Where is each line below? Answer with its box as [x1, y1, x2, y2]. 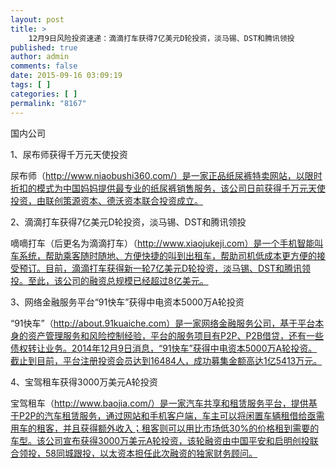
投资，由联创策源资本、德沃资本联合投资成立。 [10, 194, 203, 206]
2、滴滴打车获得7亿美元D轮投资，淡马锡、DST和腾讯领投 [10, 216, 247, 228]
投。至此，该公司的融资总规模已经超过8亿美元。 [10, 274, 209, 286]
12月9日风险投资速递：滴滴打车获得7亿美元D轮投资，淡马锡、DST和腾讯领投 [28, 33, 295, 43]
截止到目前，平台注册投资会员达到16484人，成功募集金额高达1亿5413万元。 [10, 354, 323, 366]
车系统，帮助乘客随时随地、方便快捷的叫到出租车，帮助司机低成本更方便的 [10, 249, 317, 261]
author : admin [10, 52, 70, 62]
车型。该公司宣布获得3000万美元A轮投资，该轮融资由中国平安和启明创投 [10, 434, 310, 446]
